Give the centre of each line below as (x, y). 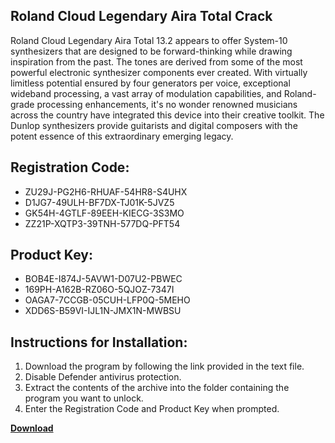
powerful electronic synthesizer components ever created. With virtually (159, 72)
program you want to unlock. (84, 398)
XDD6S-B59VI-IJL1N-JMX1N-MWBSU (103, 311)
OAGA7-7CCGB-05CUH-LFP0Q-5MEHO (107, 300)
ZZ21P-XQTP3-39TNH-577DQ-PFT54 (102, 223)
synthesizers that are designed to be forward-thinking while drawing (151, 51)
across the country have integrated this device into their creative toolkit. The (167, 115)
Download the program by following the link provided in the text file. (164, 366)
